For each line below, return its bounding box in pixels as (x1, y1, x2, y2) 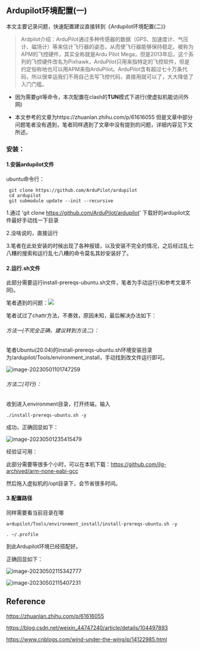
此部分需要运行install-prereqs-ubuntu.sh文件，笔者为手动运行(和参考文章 (6, 279, 186, 286)
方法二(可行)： (6, 380, 42, 387)
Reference (6, 596, 46, 607)
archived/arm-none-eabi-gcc (6, 467, 79, 474)
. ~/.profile (6, 531, 39, 537)
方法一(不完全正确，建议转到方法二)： (6, 326, 100, 334)
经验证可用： (6, 447, 38, 455)
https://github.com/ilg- (110, 461, 167, 468)
